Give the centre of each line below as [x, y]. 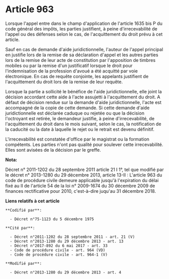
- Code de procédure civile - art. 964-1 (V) [59, 255]
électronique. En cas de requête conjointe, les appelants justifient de [77, 76]
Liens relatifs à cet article [32, 201]
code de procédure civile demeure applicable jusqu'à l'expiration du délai [82, 180]
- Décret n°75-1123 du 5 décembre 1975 [52, 219]
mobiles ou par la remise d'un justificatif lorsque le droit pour [69, 65]
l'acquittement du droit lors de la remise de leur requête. [64, 82]
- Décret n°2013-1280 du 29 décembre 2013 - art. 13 [67, 241]
